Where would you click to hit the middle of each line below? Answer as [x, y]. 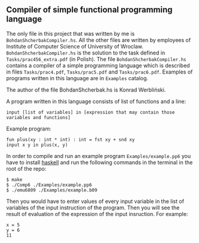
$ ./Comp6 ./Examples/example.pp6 [49, 185]
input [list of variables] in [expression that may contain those [91, 112]
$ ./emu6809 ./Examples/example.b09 [52, 190]
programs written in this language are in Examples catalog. [77, 78]
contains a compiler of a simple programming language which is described [98, 65]
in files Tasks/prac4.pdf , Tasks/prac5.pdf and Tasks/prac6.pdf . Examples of [99, 72]
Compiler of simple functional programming [89, 10]
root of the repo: [26, 168]
